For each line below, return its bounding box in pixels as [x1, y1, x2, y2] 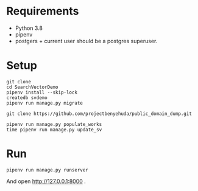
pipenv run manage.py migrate [6, 100, 83, 106]
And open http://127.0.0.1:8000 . [6, 178, 87, 185]
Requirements [6, 4, 79, 18]
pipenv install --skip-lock [6, 89, 78, 95]
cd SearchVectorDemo [6, 84, 59, 90]
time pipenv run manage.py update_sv [6, 127, 102, 133]
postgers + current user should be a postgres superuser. [15, 37, 158, 44]
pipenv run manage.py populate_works [6, 121, 102, 127]
